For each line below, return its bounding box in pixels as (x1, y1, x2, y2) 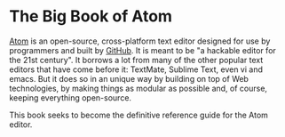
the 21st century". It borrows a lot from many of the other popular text (9, 54, 264, 65)
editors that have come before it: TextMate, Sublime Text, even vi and (9, 64, 264, 75)
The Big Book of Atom (9, 6, 173, 27)
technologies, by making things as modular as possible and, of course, (9, 83, 268, 93)
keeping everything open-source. (9, 92, 131, 103)
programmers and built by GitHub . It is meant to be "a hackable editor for (9, 44, 277, 55)
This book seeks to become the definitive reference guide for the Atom (9, 109, 269, 120)
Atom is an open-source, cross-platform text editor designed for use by (9, 36, 271, 46)
